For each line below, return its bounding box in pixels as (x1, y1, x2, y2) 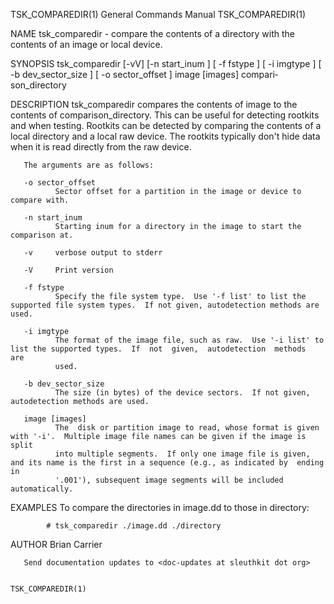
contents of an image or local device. (10, 39, 163, 50)
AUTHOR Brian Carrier (10, 539, 103, 550)
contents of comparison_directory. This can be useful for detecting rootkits (10, 109, 320, 121)
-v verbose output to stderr (23, 248, 163, 258)
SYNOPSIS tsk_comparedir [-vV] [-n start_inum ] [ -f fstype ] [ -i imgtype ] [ (10, 58, 322, 69)
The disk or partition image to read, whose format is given (54, 423, 320, 433)
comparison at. (10, 230, 74, 240)
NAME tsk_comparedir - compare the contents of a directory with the (10, 28, 295, 39)
